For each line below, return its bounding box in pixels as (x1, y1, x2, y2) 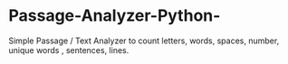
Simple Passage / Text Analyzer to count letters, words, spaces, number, (8, 35, 280, 46)
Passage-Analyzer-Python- (8, 5, 221, 26)
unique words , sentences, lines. (8, 44, 130, 55)
